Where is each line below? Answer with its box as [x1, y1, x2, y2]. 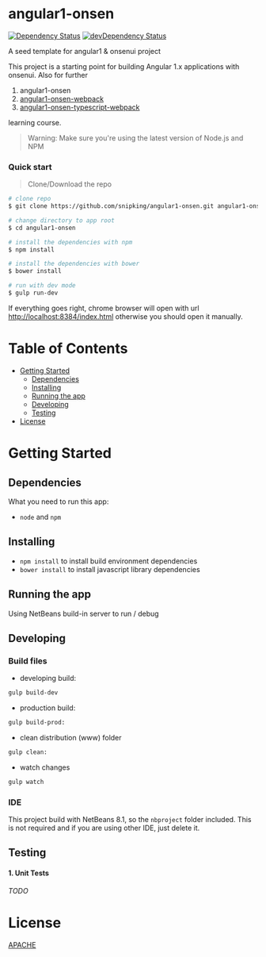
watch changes [19, 763, 70, 772]
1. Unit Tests [8, 868, 50, 878]
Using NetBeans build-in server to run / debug [8, 609, 160, 618]
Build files [8, 655, 47, 667]
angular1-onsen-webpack [19, 94, 104, 103]
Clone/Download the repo [27, 179, 112, 189]
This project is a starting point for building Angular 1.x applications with [8, 61, 240, 71]
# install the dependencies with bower [8, 259, 140, 268]
